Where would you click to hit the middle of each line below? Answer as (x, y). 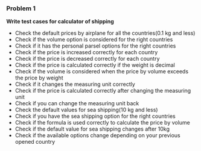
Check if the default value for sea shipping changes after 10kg (92, 129)
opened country (35, 142)
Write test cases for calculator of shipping (60, 22)
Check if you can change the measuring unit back (77, 103)
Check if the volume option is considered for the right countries (94, 40)
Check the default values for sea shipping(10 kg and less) (86, 110)
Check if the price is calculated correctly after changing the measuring (103, 91)
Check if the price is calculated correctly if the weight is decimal (95, 65)
